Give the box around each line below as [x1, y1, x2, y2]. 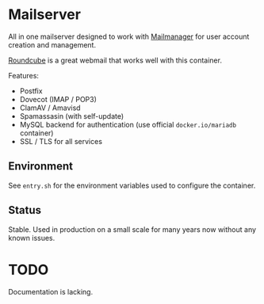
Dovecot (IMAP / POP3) [19, 94, 98, 104]
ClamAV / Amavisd [19, 103, 81, 112]
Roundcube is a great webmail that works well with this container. [8, 55, 222, 65]
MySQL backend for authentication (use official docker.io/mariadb [19, 120, 236, 129]
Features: [8, 70, 40, 80]
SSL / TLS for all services [19, 136, 103, 146]
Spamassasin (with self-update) [19, 111, 124, 120]
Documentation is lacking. [8, 287, 94, 296]
